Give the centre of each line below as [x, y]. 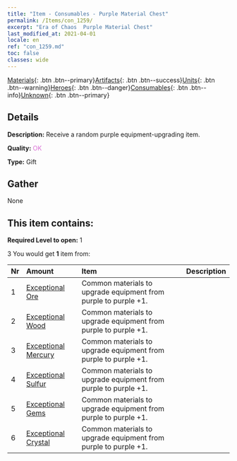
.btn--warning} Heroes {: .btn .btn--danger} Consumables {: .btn [98, 87]
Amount [40, 272]
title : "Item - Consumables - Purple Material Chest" [88, 14]
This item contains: [50, 223]
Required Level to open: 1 [45, 240]
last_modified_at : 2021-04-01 [52, 34]
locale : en [23, 40]
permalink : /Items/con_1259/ [50, 21]
